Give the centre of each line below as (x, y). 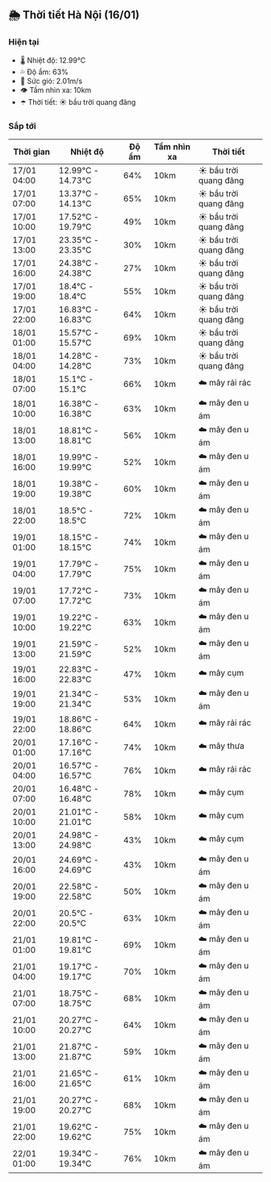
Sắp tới (22, 126)
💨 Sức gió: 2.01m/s (51, 81)
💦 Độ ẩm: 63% (44, 72)
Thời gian (32, 152)
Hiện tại (24, 42)
